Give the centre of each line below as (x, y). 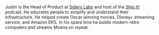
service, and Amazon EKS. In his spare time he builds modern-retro (72, 22)
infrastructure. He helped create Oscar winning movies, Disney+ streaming (80, 17)
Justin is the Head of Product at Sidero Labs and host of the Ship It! (72, 7)
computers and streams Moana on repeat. (47, 27)
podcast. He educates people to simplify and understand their (67, 12)
